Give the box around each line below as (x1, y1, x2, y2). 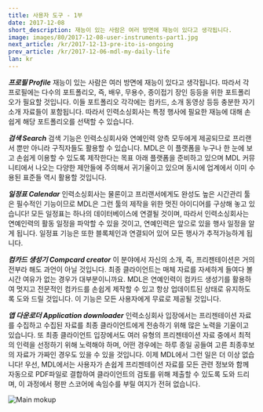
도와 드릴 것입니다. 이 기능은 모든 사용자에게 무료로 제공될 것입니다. (16, 294, 221, 303)
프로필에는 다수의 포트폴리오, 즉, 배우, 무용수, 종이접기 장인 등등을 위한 (8, 87, 224, 96)
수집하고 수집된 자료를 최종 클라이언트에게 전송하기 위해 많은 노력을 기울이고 (16, 320, 250, 330)
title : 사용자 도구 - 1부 (8, 11, 83, 20)
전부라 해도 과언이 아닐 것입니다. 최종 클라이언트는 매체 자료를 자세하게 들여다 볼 (8, 264, 254, 274)
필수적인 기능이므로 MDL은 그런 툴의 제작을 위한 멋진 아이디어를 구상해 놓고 (16, 199, 247, 208)
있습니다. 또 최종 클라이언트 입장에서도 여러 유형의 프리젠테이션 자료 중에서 (8, 330, 237, 339)
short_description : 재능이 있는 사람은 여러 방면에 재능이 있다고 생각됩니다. (8, 26, 232, 34)
